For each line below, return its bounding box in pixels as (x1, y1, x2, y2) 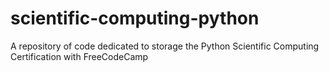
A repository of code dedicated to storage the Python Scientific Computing (10, 40, 320, 52)
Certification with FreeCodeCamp (10, 50, 149, 62)
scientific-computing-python (10, 7, 260, 30)
